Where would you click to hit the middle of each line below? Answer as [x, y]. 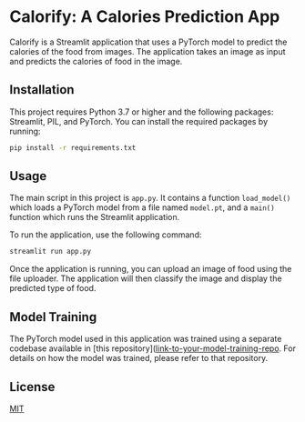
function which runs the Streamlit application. [95, 217]
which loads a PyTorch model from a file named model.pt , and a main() [142, 207]
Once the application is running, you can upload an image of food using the [151, 269]
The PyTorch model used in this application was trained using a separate [146, 339]
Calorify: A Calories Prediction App [145, 17]
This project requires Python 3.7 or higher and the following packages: [142, 112]
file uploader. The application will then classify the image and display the [146, 278]
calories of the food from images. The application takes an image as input [147, 51]
